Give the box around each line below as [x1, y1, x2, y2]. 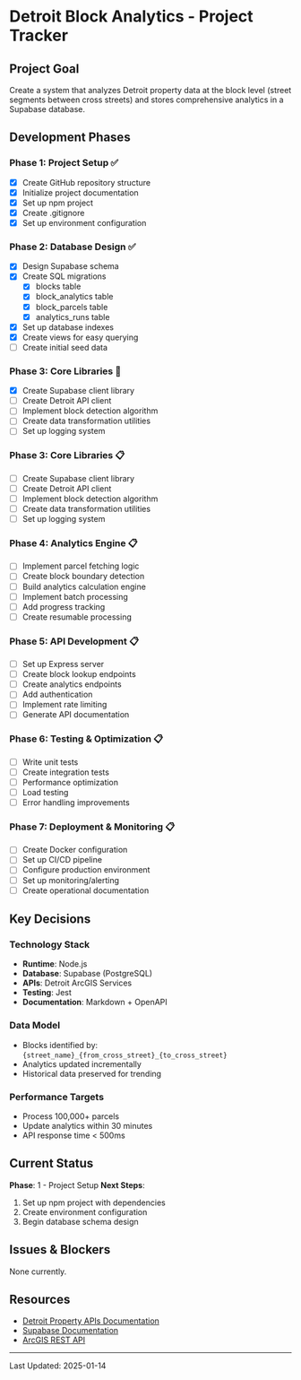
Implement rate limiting [21, 699, 107, 710]
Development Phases [9, 130, 132, 145]
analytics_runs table [35, 311, 110, 322]
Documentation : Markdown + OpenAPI [21, 997, 168, 1008]
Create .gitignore [21, 207, 85, 218]
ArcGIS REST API [21, 1334, 86, 1346]
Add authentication [21, 689, 93, 700]
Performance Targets [9, 1090, 105, 1103]
